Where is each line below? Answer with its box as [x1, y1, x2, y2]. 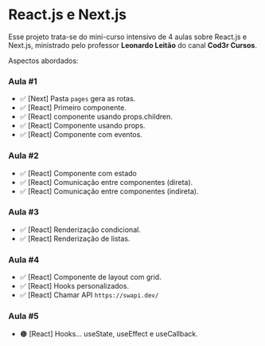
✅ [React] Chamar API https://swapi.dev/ [19, 290, 159, 300]
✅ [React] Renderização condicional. [19, 225, 141, 234]
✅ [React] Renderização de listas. [19, 234, 131, 243]
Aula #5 [8, 311, 39, 322]
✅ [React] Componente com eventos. [19, 130, 143, 140]
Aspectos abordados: [8, 56, 79, 65]
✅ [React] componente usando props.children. [19, 112, 173, 121]
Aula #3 [8, 206, 40, 218]
